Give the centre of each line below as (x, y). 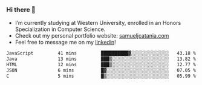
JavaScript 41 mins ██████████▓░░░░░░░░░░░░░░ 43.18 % (101, 53)
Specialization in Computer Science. (60, 29)
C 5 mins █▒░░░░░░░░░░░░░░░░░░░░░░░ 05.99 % (101, 76)
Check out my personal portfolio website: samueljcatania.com (92, 36)
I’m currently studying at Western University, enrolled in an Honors (98, 23)
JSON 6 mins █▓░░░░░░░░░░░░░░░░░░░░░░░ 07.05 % (101, 70)
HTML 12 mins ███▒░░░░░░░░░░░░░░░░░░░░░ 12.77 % (101, 65)
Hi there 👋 (21, 10)
